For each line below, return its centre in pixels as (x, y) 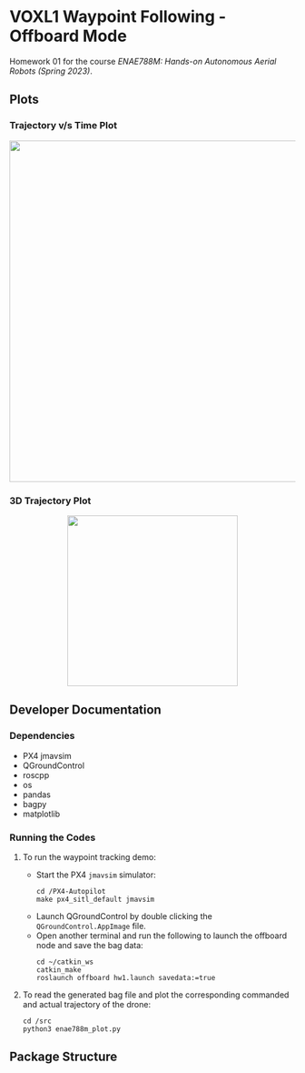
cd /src (37, 1021)
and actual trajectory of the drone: (87, 1004)
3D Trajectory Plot (50, 501)
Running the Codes (53, 837)
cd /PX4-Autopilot (71, 891)
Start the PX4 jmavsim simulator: (96, 875)
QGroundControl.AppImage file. (91, 926)
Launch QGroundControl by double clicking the (124, 916)
